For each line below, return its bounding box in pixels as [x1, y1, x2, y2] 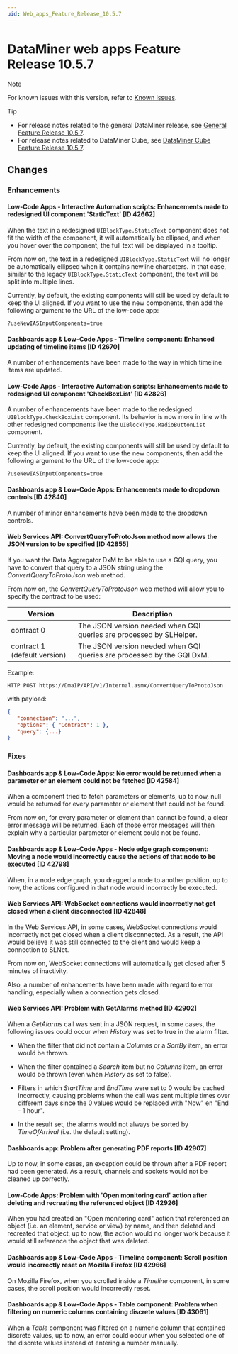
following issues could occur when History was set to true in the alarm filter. [7, 1028, 229, 1036]
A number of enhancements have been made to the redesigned [7, 405, 193, 414]
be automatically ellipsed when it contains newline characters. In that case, [7, 262, 227, 271]
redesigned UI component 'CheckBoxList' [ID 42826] [7, 389, 167, 398]
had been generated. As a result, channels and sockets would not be [7, 1167, 208, 1176]
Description [132, 609, 173, 618]
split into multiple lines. [7, 277, 74, 286]
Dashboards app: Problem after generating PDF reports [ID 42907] [7, 1143, 207, 1153]
